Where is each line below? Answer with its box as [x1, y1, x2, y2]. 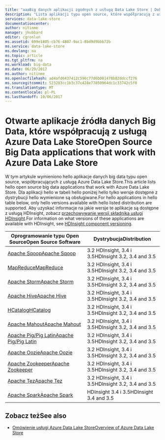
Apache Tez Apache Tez [7, 377, 63, 384]
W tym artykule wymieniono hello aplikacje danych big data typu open [5, 173, 147, 180]
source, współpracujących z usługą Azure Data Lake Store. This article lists [5, 179, 156, 185]
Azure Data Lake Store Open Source [5, 136, 152, 148]
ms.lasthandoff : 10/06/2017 [5, 94, 63, 99]
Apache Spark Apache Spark [7, 392, 73, 399]
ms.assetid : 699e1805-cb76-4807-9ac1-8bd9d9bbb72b [5, 39, 111, 44]
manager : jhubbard [5, 30, 43, 35]
